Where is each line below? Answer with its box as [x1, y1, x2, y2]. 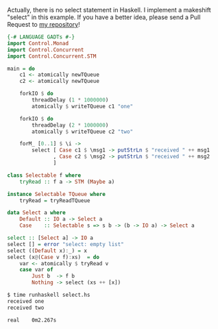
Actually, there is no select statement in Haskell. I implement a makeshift [7, 6, 211, 14]
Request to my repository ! [7, 21, 80, 28]
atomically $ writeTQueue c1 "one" [32, 103, 134, 110]
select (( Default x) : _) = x [7, 247, 88, 254]
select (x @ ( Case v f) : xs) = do [7, 254, 99, 260]
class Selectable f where [7, 171, 81, 179]
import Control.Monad [7, 40, 69, 47]
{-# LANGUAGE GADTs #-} [7, 34, 75, 40]
